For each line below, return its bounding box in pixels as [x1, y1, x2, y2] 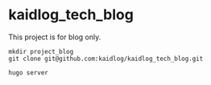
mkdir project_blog [8, 47, 74, 55]
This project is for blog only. [8, 32, 101, 42]
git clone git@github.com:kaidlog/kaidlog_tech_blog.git [8, 55, 204, 63]
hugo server [8, 68, 48, 77]
